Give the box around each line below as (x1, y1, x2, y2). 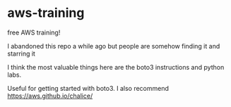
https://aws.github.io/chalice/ (7, 92, 93, 100)
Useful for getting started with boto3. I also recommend (7, 84, 170, 92)
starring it (7, 49, 35, 58)
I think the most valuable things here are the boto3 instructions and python (7, 63, 225, 71)
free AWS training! (7, 28, 61, 37)
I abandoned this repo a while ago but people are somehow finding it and (7, 42, 220, 50)
